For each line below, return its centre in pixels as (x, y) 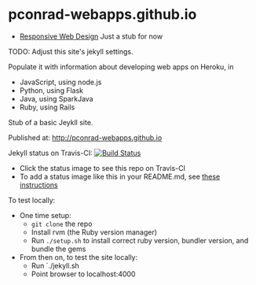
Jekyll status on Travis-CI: (50, 153)
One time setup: (46, 215)
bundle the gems (59, 249)
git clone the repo (62, 224)
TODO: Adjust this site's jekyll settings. (71, 51)
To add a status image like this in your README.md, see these (120, 176)
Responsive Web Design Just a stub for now (91, 36)
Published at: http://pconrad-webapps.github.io (85, 137)
